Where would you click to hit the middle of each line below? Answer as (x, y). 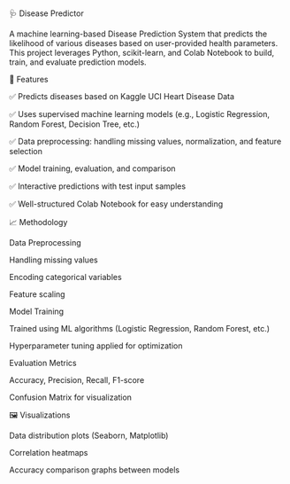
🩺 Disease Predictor (46, 13)
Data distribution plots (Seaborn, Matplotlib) (89, 435)
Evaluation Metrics (43, 363)
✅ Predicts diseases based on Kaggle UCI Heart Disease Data (122, 96)
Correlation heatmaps (49, 453)
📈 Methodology (38, 222)
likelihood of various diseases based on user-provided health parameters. (144, 43)
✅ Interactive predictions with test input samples (98, 186)
